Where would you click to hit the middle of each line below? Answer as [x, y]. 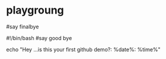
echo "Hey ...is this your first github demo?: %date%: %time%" [84, 49]
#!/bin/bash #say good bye [39, 38]
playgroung [35, 10]
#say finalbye [23, 27]
